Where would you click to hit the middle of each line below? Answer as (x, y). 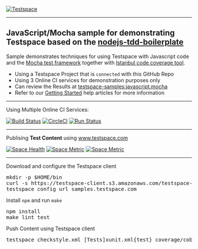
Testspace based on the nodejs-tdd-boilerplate (95, 42)
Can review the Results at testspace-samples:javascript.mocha (91, 86)
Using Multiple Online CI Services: (48, 109)
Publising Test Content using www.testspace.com (67, 137)
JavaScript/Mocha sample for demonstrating (90, 33)
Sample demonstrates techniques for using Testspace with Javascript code (98, 56)
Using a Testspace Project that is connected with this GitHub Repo (94, 74)
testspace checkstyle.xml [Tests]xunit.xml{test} (79, 240)
